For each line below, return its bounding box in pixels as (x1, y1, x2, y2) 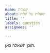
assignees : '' (5, 25, 34, 30)
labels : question (5, 20, 40, 26)
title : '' (5, 16, 25, 21)
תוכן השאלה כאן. (5, 42, 35, 48)
